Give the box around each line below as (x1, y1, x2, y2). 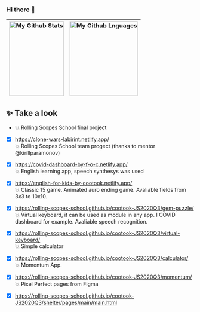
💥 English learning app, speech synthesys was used (14, 167, 144, 175)
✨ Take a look (6, 108, 58, 118)
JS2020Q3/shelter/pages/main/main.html (14, 299, 118, 306)
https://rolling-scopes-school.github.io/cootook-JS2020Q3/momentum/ (14, 273, 192, 280)
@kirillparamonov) (14, 149, 60, 157)
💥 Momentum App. (14, 261, 63, 268)
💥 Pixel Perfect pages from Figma (14, 280, 99, 287)
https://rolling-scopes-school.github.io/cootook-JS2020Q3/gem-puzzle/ (14, 204, 194, 212)
